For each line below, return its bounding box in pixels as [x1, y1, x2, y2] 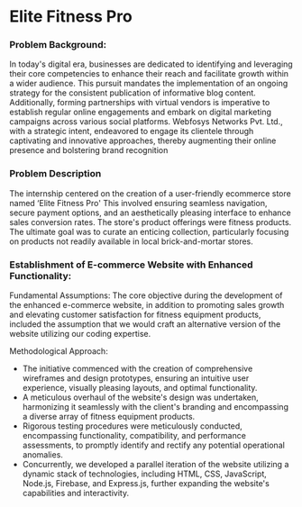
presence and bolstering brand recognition [9, 145, 169, 156]
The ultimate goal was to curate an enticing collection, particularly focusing [9, 226, 289, 237]
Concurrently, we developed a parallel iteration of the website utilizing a [22, 459, 289, 470]
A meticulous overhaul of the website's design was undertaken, [22, 392, 259, 403]
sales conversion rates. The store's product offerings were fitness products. [9, 216, 292, 227]
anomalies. [22, 449, 63, 460]
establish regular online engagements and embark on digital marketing [9, 106, 272, 118]
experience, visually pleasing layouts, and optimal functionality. [22, 383, 258, 394]
